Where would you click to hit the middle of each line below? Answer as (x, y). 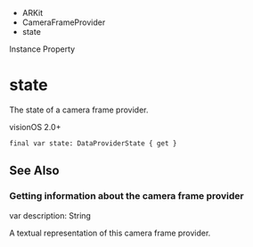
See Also (34, 171)
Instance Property (42, 49)
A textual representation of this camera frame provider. (110, 233)
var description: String (50, 215)
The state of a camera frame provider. (79, 110)
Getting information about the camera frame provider (126, 196)
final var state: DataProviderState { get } (93, 143)
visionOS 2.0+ (35, 127)
